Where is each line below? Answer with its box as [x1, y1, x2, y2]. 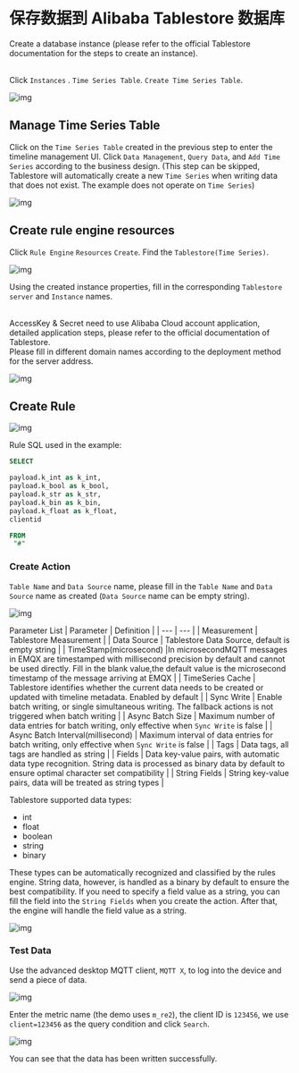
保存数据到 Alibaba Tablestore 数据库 [9, 8, 286, 29]
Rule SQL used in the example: [9, 440, 122, 451]
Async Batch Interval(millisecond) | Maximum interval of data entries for [9, 730, 274, 740]
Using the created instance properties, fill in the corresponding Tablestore [9, 281, 283, 291]
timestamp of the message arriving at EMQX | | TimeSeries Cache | [9, 672, 256, 683]
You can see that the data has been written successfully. [9, 1052, 218, 1064]
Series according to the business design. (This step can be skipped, [9, 160, 261, 171]
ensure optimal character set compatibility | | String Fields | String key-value [9, 767, 290, 778]
